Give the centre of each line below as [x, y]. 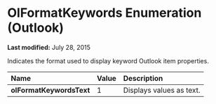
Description [143, 78]
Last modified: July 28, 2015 [49, 47]
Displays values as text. [162, 90]
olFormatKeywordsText [50, 90]
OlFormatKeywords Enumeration [104, 13]
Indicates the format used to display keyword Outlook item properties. [108, 60]
